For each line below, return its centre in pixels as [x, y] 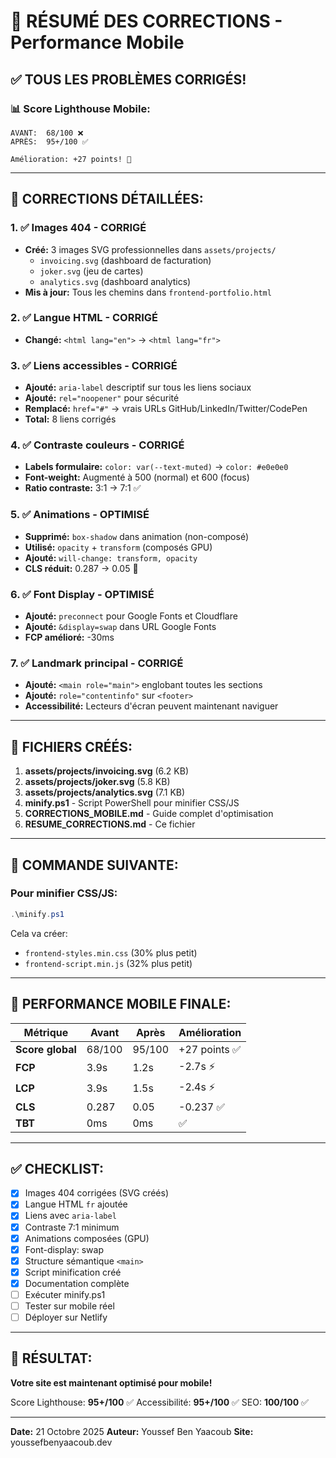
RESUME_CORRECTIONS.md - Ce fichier [110, 824]
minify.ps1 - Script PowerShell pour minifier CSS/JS [132, 803]
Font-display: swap [64, 1249]
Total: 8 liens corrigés [70, 419]
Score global [46, 1049]
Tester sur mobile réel [69, 1306]
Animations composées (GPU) [87, 1238]
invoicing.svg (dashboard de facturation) [125, 260]
